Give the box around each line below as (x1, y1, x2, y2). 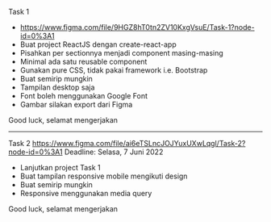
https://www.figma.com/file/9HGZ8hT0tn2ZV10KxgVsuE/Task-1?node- (19, 23, 256, 31)
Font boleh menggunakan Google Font (19, 91, 148, 100)
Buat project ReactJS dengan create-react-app (19, 40, 177, 49)
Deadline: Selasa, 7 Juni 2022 (64, 147, 164, 157)
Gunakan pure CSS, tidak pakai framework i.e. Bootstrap (19, 65, 208, 75)
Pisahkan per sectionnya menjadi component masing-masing (19, 48, 223, 57)
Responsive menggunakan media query (19, 189, 152, 198)
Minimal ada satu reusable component (19, 57, 148, 66)
